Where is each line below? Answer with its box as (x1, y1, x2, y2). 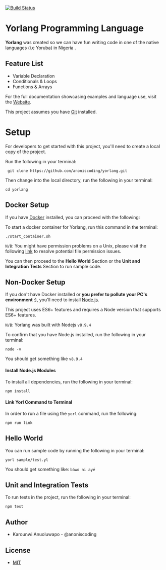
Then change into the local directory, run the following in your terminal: (5, 177, 153, 183)
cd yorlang (5, 187, 28, 192)
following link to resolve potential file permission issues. (5, 248, 122, 254)
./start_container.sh (5, 234, 51, 239)
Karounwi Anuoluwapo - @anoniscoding (12, 531, 97, 538)
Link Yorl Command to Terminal (5, 399, 73, 405)
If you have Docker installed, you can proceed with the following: (5, 214, 140, 220)
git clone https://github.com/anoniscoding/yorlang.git (7, 168, 128, 173)
